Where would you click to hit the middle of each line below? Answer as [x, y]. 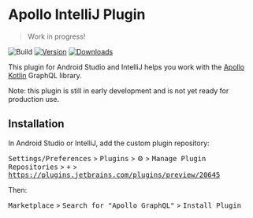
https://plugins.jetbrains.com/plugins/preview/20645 [114, 175]
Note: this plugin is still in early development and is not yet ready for [119, 90]
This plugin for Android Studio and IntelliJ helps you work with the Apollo [126, 67]
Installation [36, 124]
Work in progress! [56, 36]
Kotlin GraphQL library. [45, 75]
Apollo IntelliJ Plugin [77, 15]
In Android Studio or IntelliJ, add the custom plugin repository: [109, 143]
